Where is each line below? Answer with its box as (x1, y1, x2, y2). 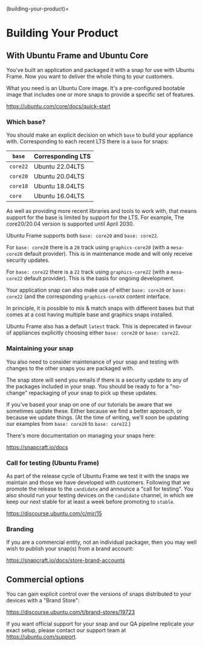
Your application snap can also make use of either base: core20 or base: (6, 287, 186, 294)
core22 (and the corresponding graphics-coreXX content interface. (6, 293, 171, 300)
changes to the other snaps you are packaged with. (6, 364, 135, 371)
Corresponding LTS (34, 152, 91, 161)
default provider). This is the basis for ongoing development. (24, 275, 175, 282)
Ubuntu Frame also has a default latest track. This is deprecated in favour (6, 323, 192, 330)
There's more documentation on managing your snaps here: (6, 432, 156, 439)
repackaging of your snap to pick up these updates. (28, 389, 158, 396)
